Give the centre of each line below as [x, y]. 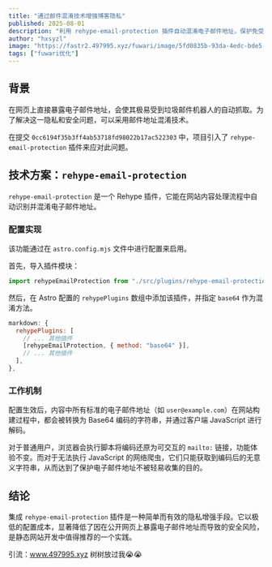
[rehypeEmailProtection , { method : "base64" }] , [106, 346]
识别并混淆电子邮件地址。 [58, 206]
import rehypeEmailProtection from [68, 281]
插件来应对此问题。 [100, 147]
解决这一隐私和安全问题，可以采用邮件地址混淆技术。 [104, 119]
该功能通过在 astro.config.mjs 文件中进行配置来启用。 [100, 248]
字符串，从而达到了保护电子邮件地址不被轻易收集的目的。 [111, 468]
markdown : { [28, 323]
